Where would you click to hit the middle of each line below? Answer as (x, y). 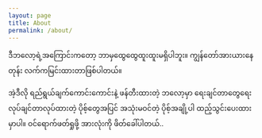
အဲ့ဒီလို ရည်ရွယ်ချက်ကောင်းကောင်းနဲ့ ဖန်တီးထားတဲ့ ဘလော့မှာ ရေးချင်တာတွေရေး (130, 93)
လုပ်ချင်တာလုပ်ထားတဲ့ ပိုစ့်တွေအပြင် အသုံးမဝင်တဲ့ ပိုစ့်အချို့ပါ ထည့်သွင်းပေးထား (130, 109)
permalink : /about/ (40, 30)
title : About (30, 23)
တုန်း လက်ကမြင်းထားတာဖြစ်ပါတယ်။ (65, 71)
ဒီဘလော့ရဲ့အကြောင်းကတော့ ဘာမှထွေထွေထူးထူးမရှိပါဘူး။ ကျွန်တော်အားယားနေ (131, 56)
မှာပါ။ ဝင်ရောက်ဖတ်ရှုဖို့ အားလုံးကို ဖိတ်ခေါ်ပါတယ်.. (86, 124)
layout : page (30, 15)
